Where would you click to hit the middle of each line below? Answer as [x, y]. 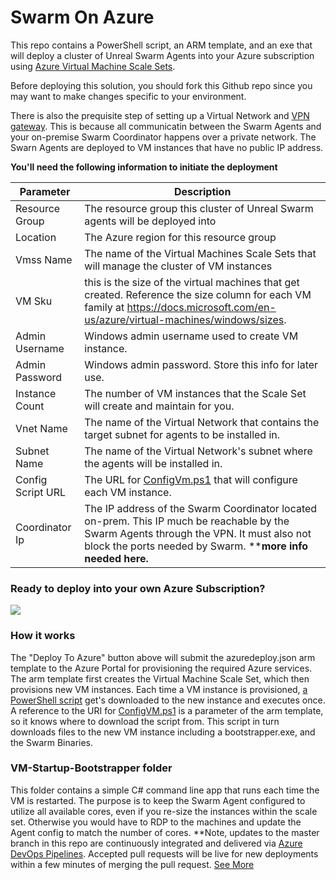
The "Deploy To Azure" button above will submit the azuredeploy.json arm [163, 657]
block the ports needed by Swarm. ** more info [196, 546]
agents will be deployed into [150, 221]
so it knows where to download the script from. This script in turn [145, 721]
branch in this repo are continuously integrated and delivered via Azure [156, 843]
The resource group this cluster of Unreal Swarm [199, 208]
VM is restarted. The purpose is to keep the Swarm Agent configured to [158, 800]
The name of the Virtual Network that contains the [202, 422]
